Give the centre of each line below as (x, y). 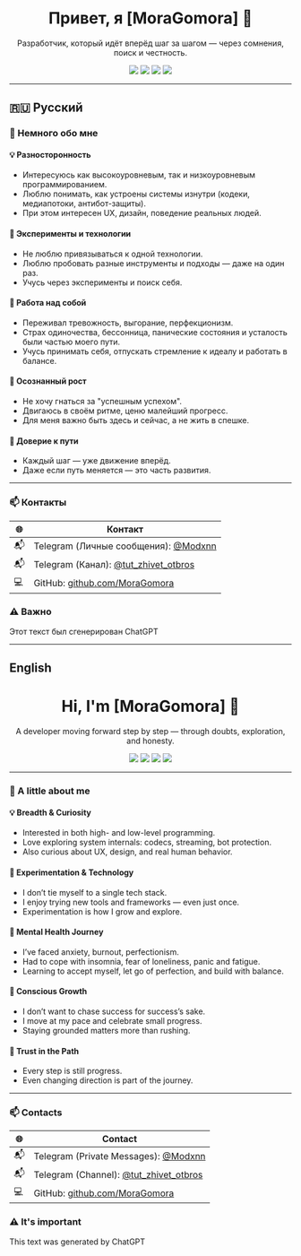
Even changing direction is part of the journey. (107, 1080)
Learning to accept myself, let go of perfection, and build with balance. (153, 971)
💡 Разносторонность (50, 154)
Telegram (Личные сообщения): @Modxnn (125, 546)
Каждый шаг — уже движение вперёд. (97, 461)
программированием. (64, 185)
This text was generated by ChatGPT (77, 1242)
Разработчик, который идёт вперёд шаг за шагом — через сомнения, (150, 43)
